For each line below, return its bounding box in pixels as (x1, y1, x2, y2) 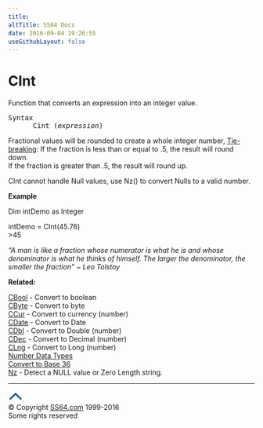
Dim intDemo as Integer (8, 207, 85, 216)
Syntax (8, 114, 34, 123)
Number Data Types (8, 351, 73, 360)
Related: (8, 277, 37, 287)
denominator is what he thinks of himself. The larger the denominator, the (8, 254, 247, 263)
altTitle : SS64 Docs (8, 20, 76, 29)
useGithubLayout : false (8, 38, 86, 46)
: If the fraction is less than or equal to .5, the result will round (36, 144, 234, 154)
